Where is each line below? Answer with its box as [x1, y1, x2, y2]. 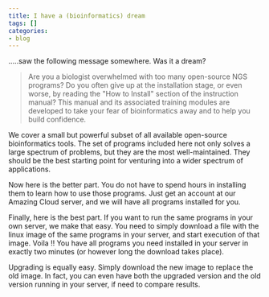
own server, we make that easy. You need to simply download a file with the [8, 221, 259, 231]
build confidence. [27, 114, 87, 125]
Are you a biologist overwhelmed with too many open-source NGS [27, 72, 247, 81]
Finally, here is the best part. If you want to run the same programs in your [8, 212, 254, 222]
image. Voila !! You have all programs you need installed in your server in [8, 238, 249, 248]
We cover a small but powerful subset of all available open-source [8, 130, 227, 140]
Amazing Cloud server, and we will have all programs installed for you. [8, 197, 241, 207]
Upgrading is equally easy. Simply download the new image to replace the [8, 262, 254, 272]
